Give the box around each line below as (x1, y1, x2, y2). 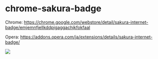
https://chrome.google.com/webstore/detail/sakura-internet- (24, 19, 149, 25)
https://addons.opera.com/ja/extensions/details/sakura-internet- (20, 34, 153, 40)
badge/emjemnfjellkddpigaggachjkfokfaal (5, 24, 90, 30)
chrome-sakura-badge (5, 3, 102, 14)
